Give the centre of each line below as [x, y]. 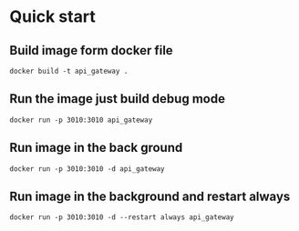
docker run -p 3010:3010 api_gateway [81, 120]
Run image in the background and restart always [150, 197]
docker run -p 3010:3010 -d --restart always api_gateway [122, 217]
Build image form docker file [91, 50]
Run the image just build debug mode [118, 99]
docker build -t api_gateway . [69, 71]
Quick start [52, 17]
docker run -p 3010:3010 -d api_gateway [88, 169]
